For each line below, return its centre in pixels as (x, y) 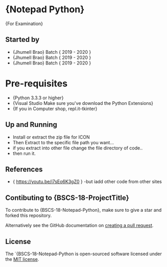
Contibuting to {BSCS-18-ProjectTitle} (67, 198)
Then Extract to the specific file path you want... (63, 142)
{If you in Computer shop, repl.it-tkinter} (55, 108)
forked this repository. (29, 215)
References (24, 169)
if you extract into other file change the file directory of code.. (78, 148)
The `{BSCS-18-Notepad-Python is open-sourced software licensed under (83, 254)
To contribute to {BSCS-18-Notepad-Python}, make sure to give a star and (83, 210)
